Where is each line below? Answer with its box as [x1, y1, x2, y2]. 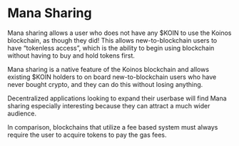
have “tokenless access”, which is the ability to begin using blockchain [7, 43, 215, 52]
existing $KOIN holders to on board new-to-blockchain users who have [7, 73, 217, 81]
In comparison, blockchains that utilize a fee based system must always [7, 122, 218, 131]
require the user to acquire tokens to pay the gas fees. [7, 130, 167, 139]
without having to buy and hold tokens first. [7, 51, 136, 60]
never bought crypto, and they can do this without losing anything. [7, 80, 203, 88]
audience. [7, 109, 37, 118]
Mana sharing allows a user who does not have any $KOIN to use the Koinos [7, 28, 232, 37]
